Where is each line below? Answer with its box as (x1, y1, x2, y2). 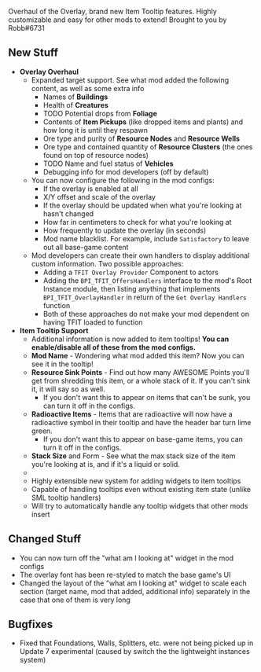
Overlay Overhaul (19, 67, 79, 76)
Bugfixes (8, 618, 53, 631)
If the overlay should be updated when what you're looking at (42, 200, 242, 210)
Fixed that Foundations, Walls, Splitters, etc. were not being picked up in (19, 638, 254, 648)
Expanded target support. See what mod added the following (31, 75, 230, 85)
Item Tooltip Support (19, 325, 89, 335)
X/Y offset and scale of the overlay (42, 192, 156, 201)
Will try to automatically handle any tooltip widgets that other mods (31, 501, 248, 510)
